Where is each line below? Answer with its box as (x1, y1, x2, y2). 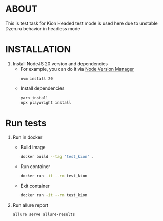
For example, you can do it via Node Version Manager (20, 66, 134, 72)
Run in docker (12, 134, 43, 140)
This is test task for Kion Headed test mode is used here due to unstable (5, 20, 158, 26)
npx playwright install (20, 100, 72, 105)
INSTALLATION (5, 44, 71, 56)
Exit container (20, 183, 50, 189)
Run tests (5, 117, 47, 129)
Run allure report (12, 202, 49, 208)
